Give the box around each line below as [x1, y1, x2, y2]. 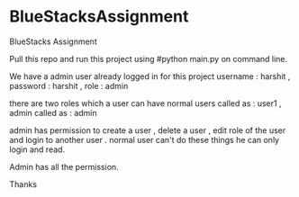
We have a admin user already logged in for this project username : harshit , [9, 70, 291, 82]
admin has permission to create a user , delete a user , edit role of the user [9, 124, 286, 136]
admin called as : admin [9, 107, 97, 118]
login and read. [9, 144, 66, 155]
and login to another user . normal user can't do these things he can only [9, 134, 280, 145]
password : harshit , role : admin [9, 80, 129, 91]
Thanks [9, 178, 38, 190]
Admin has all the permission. [9, 161, 119, 172]
